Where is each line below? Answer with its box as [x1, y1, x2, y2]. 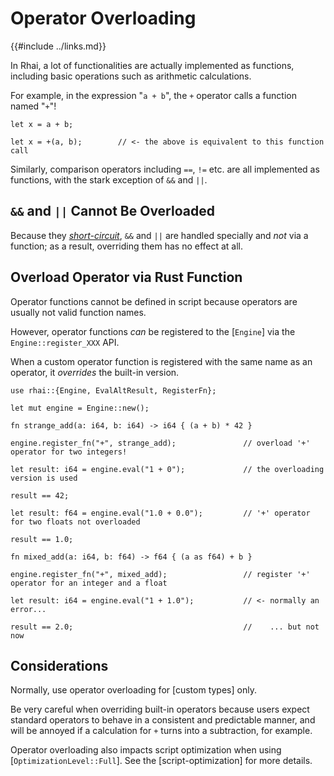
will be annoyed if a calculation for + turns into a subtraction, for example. [10, 725, 313, 737]
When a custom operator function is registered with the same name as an [10, 355, 313, 367]
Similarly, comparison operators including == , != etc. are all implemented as [10, 163, 320, 175]
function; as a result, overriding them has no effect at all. [10, 240, 244, 252]
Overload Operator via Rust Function [10, 269, 243, 286]
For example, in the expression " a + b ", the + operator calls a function [10, 89, 297, 101]
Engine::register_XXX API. [10, 336, 120, 348]
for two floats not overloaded [10, 517, 141, 527]
